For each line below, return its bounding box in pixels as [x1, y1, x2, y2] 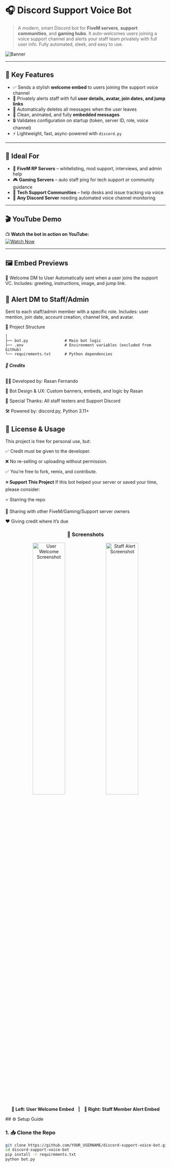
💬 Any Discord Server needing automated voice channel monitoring [12, 195, 156, 201]
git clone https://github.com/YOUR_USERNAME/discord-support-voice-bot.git [5, 1143, 169, 1148]
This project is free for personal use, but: [5, 438, 91, 445]
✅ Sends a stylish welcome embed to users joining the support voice [12, 84, 158, 90]
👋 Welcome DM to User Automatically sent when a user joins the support [5, 275, 158, 281]
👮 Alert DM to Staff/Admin [5, 295, 89, 304]
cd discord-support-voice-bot [5, 1147, 70, 1153]
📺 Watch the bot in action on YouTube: [5, 231, 89, 238]
